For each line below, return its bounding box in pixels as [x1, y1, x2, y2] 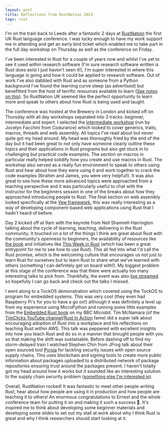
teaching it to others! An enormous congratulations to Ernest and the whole [5, 394, 160, 400]
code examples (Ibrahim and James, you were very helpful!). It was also [5, 173, 154, 179]
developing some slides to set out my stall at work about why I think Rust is [5, 410, 160, 416]
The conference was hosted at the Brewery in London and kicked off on [5, 109, 154, 115]
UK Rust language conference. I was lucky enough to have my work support [5, 36, 162, 42]
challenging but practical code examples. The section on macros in [5, 151, 144, 157]
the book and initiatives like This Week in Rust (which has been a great [5, 241, 151, 247]
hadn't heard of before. [5, 210, 54, 216]
